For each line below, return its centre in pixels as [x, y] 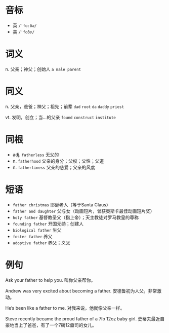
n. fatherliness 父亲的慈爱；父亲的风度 [54, 167]
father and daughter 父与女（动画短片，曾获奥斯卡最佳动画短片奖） [83, 211]
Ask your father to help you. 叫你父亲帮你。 [50, 280]
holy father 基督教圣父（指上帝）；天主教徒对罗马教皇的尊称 [76, 217]
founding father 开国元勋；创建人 [48, 224]
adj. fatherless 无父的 [36, 155]
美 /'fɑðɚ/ [23, 31]
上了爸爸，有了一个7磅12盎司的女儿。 [58, 325]
